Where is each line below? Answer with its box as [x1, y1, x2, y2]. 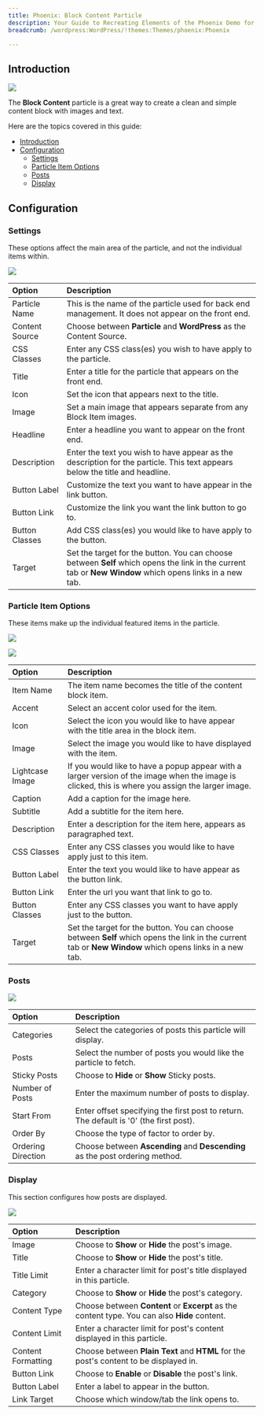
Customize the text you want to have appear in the [66, 479, 252, 490]
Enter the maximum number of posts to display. [75, 1088, 250, 1099]
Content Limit [12, 1328, 62, 1339]
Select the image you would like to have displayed [67, 738, 251, 749]
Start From [12, 1110, 51, 1121]
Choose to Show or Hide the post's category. [75, 1287, 243, 1298]
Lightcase [12, 766, 49, 777]
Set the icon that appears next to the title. [66, 388, 218, 399]
